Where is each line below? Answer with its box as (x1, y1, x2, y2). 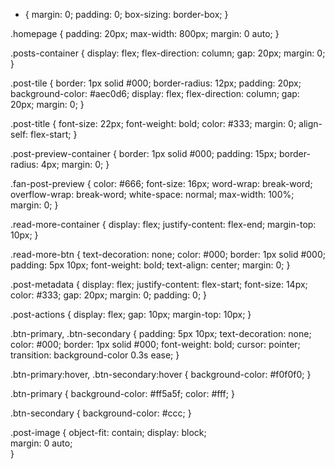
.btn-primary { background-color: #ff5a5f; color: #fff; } (10, 388, 235, 399)
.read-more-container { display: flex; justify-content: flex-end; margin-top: (10, 219, 317, 230)
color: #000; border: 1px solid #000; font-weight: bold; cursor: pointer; (10, 339, 301, 350)
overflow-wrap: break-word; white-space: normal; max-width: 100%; (10, 189, 295, 200)
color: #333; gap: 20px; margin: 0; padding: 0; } (10, 289, 208, 301)
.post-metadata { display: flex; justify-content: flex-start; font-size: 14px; (10, 279, 308, 290)
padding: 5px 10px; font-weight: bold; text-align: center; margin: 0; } (10, 259, 291, 271)
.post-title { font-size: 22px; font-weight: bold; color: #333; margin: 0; (10, 118, 297, 129)
